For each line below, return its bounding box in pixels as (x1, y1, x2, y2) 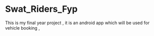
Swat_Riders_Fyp (5, 3, 78, 15)
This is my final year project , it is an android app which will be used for (5, 20, 150, 26)
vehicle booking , (5, 25, 40, 31)
